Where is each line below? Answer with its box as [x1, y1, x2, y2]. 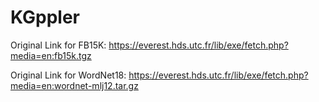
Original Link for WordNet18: [10, 69, 127, 81]
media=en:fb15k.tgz [10, 49, 92, 61]
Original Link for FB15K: [10, 39, 107, 51]
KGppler [10, 6, 81, 29]
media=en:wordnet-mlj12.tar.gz [10, 79, 139, 91]
